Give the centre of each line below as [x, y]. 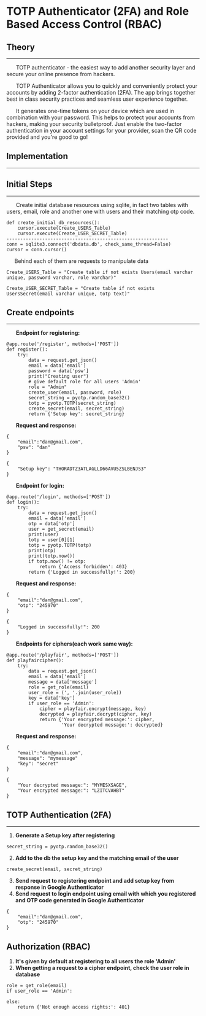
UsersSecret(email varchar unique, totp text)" [68, 294]
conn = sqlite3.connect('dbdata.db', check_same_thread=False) [89, 244]
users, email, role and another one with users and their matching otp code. [101, 211]
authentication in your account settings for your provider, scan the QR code [101, 131]
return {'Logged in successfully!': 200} [82, 572]
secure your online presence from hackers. [61, 74]
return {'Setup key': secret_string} [76, 414]
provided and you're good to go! [47, 137]
